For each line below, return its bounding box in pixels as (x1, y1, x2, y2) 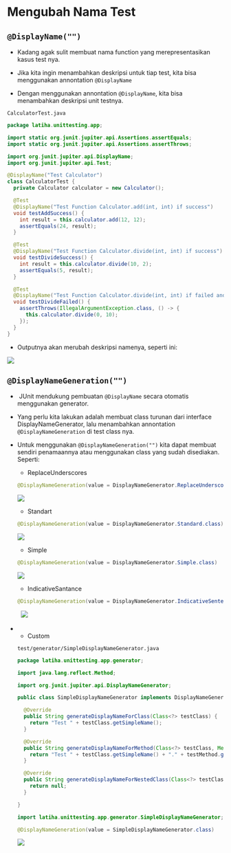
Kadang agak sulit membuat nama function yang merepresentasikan (16, 48, 211, 56)
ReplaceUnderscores (27, 469, 87, 477)
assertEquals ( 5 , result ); (19, 267, 94, 274)
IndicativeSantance (27, 584, 82, 592)
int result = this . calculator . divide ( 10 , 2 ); (19, 261, 153, 267)
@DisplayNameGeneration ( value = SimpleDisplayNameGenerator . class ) (16, 826, 215, 833)
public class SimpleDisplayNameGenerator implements (16, 694, 172, 701)
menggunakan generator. (16, 399, 89, 408)
